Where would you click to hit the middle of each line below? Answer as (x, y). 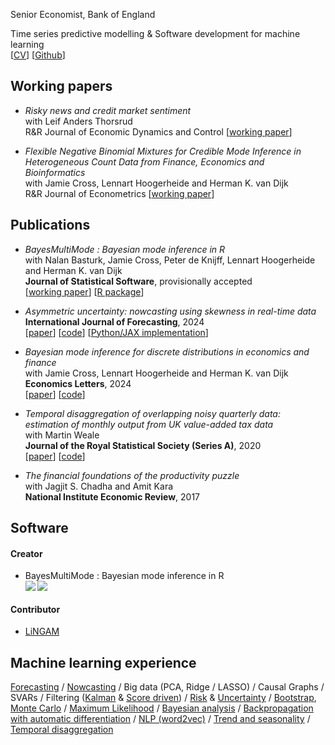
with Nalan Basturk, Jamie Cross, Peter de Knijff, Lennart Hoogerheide (170, 260)
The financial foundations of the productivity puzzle (132, 475)
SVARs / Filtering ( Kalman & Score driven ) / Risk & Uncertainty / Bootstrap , (163, 698)
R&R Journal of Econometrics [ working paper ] (119, 193)
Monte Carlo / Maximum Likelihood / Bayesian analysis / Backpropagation (162, 708)
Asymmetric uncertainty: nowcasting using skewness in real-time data (170, 311)
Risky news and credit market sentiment (108, 110)
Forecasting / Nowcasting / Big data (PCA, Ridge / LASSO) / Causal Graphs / (167, 687)
